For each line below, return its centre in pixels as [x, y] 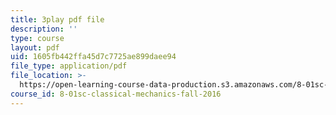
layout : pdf [35, 47]
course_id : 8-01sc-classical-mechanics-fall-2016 [116, 94]
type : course [37, 38]
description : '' [44, 29]
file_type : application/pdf [69, 66]
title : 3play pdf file [57, 19]
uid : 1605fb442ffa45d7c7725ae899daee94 [93, 57]
